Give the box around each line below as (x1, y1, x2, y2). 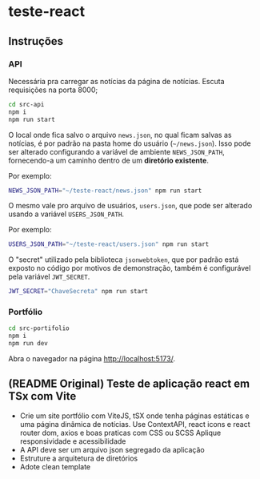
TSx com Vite (8, 389, 77, 403)
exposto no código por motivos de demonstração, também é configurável (8, 264, 251, 273)
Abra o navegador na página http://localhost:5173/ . (8, 354, 176, 364)
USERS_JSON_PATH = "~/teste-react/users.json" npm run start (8, 240, 210, 248)
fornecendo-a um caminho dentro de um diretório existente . (8, 155, 210, 165)
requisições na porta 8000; (8, 85, 98, 95)
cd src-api (8, 100, 45, 108)
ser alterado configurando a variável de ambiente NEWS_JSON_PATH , (8, 147, 226, 156)
